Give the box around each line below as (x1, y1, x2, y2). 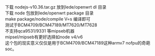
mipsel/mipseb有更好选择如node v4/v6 (5, 34, 83, 40)
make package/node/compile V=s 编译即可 (5, 16, 91, 22)
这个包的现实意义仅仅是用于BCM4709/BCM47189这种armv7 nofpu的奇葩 (5, 40, 151, 45)
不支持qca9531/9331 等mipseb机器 (5, 28, 75, 34)
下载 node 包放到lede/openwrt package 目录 (5, 10, 94, 16)
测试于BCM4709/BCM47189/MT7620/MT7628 (5, 22, 97, 28)
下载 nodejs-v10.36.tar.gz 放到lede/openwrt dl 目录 (5, 4, 107, 10)
